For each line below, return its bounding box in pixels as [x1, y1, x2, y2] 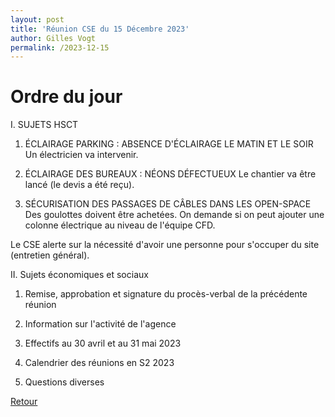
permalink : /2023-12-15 [10, 42, 110, 53]
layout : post [10, 14, 65, 25]
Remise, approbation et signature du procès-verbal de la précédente [24, 288, 308, 300]
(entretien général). [10, 249, 90, 261]
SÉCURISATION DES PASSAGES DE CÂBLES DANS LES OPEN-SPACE [24, 198, 312, 210]
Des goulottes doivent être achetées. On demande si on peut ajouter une [24, 209, 325, 221]
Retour [10, 396, 38, 408]
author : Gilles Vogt [10, 33, 97, 43]
